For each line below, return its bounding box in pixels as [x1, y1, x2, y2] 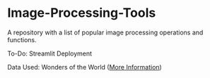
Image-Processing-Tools [7, 5, 156, 21]
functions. [7, 35, 37, 44]
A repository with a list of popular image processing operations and [7, 28, 204, 37]
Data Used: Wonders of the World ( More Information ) [7, 63, 163, 71]
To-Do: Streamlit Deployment [7, 49, 93, 58]
